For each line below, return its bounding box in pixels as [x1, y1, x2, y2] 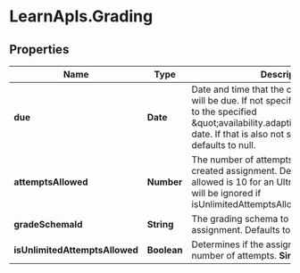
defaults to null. [191, 139, 256, 151]
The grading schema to [191, 212, 289, 225]
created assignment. [191, 165, 278, 177]
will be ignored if [191, 187, 262, 199]
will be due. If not [191, 95, 263, 106]
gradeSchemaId [13, 219, 83, 230]
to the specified [191, 105, 257, 118]
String [146, 219, 174, 230]
